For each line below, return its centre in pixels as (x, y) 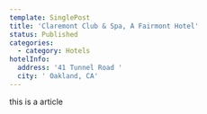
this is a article (36, 101)
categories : (31, 43)
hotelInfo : (30, 59)
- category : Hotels (54, 51)
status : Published (44, 34)
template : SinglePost (50, 18)
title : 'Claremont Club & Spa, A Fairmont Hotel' (104, 26)
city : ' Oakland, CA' (58, 76)
